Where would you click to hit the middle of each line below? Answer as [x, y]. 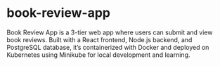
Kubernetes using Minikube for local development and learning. [98, 55]
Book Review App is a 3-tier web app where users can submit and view [110, 32]
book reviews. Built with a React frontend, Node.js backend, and [99, 39]
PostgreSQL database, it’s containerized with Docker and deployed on [108, 47]
